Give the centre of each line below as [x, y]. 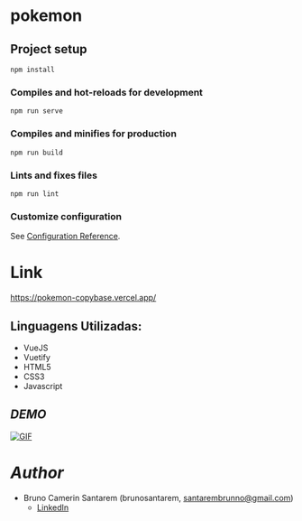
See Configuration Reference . [65, 237]
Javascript [43, 386]
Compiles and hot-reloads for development [107, 92]
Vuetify [37, 357]
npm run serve [37, 111]
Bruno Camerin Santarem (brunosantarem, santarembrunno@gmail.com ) [158, 498]
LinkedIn [53, 507]
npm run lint [35, 194]
